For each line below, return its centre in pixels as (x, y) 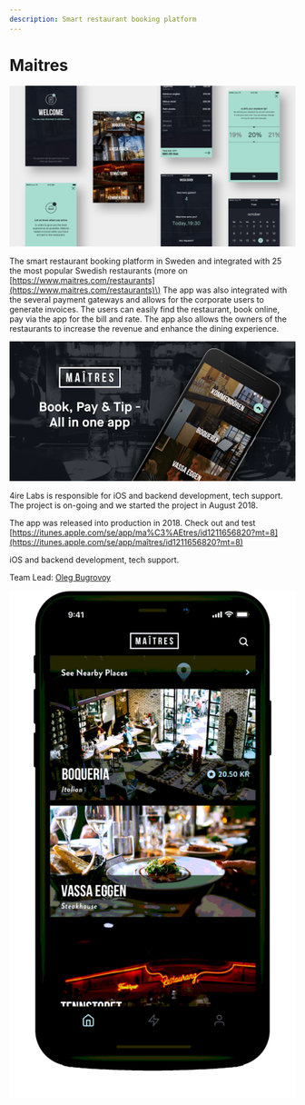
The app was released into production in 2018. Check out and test (133, 523)
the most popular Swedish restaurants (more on (98, 271)
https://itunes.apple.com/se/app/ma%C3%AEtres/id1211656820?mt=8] (145, 533)
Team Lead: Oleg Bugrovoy (60, 578)
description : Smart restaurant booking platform (103, 19)
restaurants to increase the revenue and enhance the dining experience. (144, 329)
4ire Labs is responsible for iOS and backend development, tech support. (146, 496)
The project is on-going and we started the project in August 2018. (134, 505)
